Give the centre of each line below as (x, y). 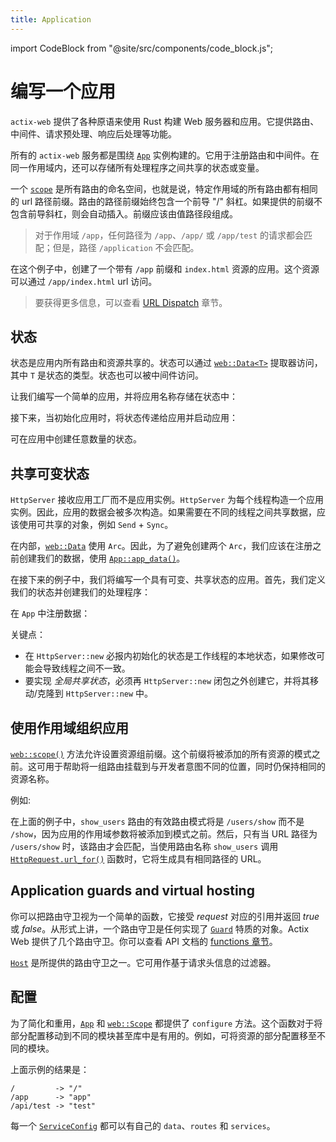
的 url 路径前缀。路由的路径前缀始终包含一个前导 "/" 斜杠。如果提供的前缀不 (166, 201)
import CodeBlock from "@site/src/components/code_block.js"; (142, 48)
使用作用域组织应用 (69, 727)
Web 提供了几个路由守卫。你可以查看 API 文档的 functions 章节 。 (144, 941)
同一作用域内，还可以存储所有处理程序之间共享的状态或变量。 (137, 167)
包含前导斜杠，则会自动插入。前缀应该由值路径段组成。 (124, 213)
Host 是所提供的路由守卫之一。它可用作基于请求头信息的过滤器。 (143, 962)
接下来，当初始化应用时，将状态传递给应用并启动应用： (124, 418)
